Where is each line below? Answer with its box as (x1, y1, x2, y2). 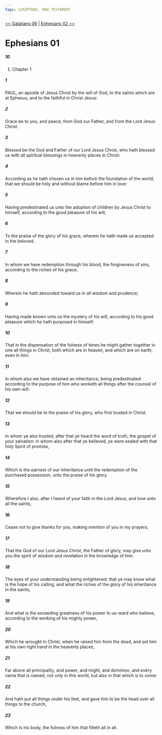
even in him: (5, 352, 30, 358)
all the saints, (5, 501, 32, 507)
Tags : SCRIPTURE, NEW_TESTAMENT (5, 7, 71, 12)
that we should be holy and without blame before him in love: (5, 181, 127, 187)
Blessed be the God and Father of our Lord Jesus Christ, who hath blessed (5, 147, 155, 153)
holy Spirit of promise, (5, 444, 50, 449)
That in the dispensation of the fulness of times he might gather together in (5, 342, 156, 348)
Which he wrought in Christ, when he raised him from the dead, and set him (5, 639, 157, 645)
